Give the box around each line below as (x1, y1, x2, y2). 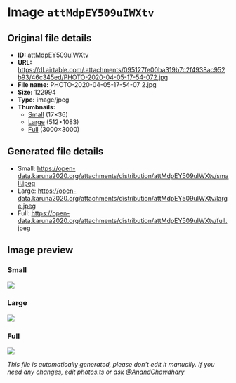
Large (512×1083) (27, 118, 79, 126)
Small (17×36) (27, 110, 68, 119)
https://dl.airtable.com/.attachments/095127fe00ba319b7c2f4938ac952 (17, 66, 225, 74)
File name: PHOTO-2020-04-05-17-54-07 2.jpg (17, 81, 157, 88)
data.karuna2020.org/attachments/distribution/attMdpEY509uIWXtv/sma (17, 171, 229, 180)
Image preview (7, 244, 74, 256)
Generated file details (7, 145, 104, 158)
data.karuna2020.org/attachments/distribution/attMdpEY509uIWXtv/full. (17, 216, 228, 224)
